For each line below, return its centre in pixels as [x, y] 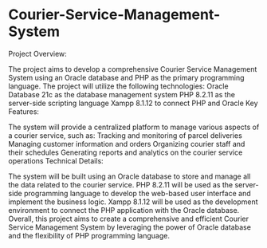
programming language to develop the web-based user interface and [137, 193]
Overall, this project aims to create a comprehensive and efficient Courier [129, 218]
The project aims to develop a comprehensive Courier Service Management [133, 69]
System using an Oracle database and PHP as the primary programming [126, 77]
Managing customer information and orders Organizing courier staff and [127, 144]
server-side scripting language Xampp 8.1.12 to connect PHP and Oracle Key [133, 103]
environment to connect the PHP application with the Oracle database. [124, 210]
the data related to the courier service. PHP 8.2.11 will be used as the [121, 184]
